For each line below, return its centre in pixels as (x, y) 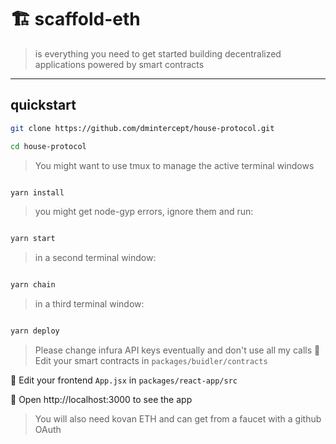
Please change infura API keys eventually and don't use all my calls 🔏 (177, 350)
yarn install (37, 192)
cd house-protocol (48, 146)
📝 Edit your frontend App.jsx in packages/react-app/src (124, 380)
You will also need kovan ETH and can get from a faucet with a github (178, 419)
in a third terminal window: (89, 304)
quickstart (43, 105)
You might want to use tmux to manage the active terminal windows (174, 165)
